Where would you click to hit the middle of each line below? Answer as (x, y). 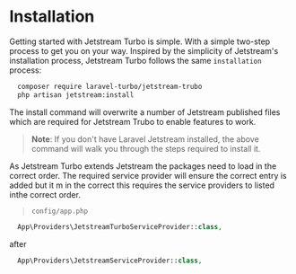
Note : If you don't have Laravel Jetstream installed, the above (145, 139)
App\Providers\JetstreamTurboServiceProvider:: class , (120, 226)
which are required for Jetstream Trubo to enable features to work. (133, 121)
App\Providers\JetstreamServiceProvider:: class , (110, 261)
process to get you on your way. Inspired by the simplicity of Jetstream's (144, 50)
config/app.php (60, 211)
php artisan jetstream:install (76, 95)
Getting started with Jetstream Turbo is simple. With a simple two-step (140, 41)
